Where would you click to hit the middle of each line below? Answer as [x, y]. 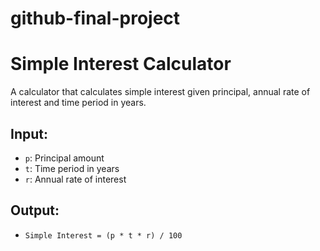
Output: [35, 210]
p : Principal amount [64, 158]
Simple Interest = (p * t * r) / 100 [103, 235]
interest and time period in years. [78, 103]
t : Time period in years [72, 168]
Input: [29, 133]
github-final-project [95, 18]
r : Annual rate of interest [75, 179]
